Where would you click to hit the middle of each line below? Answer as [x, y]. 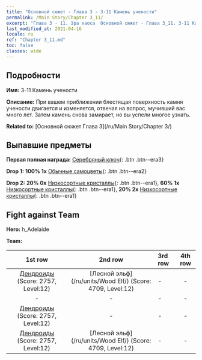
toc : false [20, 46]
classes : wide [24, 51]
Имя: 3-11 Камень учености [42, 90]
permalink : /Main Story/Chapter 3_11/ [55, 17]
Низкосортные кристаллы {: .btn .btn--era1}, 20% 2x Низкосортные [92, 189]
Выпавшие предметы [49, 145]
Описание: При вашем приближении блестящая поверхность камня [95, 102]
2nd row [111, 260]
